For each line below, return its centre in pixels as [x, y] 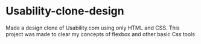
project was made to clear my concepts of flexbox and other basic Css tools [101, 34]
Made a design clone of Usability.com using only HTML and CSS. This [93, 28]
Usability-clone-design [65, 11]
